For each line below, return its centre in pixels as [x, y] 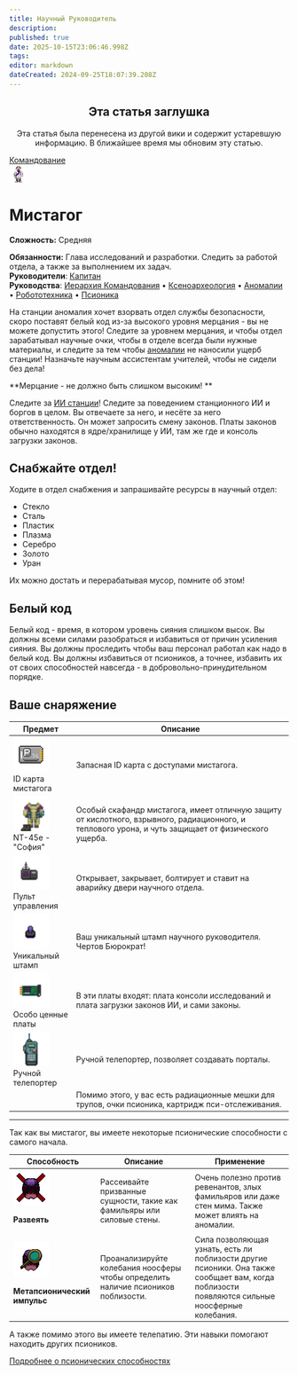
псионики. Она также [235, 1268]
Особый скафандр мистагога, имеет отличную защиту [179, 809]
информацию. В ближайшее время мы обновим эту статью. [149, 143]
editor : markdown [41, 66]
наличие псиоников [137, 1286]
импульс [30, 1300]
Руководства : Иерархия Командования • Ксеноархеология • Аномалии [146, 285]
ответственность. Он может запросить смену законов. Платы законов [143, 421]
